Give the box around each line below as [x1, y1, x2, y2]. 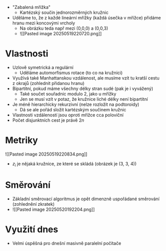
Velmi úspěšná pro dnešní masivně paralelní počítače [12, 240, 121, 246]
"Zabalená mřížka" [12, 4, 51, 10]
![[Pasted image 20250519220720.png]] [19, 31, 102, 36]
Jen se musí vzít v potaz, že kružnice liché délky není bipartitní [19, 96, 148, 102]
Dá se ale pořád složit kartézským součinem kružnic [19, 106, 126, 112]
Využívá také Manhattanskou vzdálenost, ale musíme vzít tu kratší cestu [12, 75, 160, 81]
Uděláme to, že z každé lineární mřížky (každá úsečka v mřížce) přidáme [12, 15, 161, 20]
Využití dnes [5, 224, 58, 235]
